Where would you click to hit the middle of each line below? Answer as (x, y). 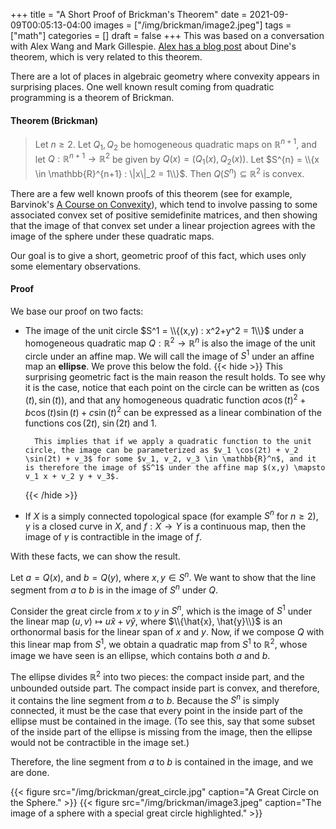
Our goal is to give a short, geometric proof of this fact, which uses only (158, 255)
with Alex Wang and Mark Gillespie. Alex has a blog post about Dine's (153, 46)
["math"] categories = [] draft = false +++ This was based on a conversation (167, 35)
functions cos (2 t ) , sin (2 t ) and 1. (90, 423)
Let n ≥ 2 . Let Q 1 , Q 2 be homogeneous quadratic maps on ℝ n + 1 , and (176, 145)
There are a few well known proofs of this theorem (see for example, (151, 193)
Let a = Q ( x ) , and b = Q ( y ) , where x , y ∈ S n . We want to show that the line (163, 576)
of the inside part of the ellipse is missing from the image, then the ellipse (161, 732)
